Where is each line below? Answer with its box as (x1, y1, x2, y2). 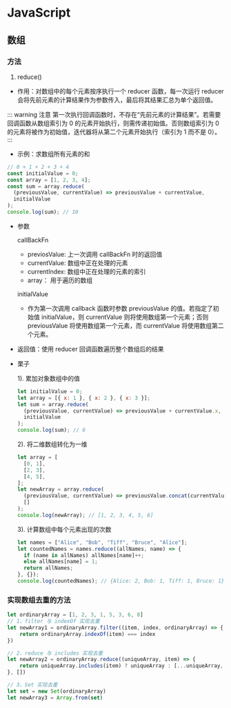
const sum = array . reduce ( (7, 183, 85, 190)
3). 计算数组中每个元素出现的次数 (17, 525, 112, 534)
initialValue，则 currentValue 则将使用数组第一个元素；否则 (41, 313, 209, 321)
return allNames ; (23, 565, 74, 572)
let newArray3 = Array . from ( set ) (7, 694, 103, 701)
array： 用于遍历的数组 (27, 275, 93, 284)
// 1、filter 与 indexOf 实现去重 (7, 618, 100, 625)
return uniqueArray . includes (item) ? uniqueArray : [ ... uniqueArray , (19, 662, 224, 669)
